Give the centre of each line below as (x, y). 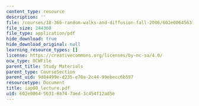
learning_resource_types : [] (42, 50)
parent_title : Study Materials (45, 66)
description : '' (26, 17)
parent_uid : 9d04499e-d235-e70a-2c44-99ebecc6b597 (70, 77)
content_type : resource (36, 11)
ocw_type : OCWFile (29, 61)
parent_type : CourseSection (41, 72)
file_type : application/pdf (41, 34)
